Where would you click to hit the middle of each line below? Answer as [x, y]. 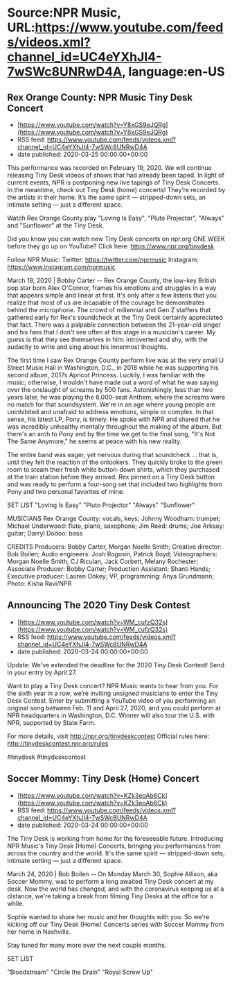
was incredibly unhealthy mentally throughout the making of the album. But [114, 427]
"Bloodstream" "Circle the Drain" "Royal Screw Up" [80, 972]
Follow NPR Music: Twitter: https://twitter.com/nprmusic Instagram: [103, 259]
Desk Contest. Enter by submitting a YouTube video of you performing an [111, 700]
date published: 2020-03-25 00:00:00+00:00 [82, 154]
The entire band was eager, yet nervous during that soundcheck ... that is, [113, 455]
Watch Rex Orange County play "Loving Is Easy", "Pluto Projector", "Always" [116, 218]
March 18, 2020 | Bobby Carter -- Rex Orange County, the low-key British [112, 280]
